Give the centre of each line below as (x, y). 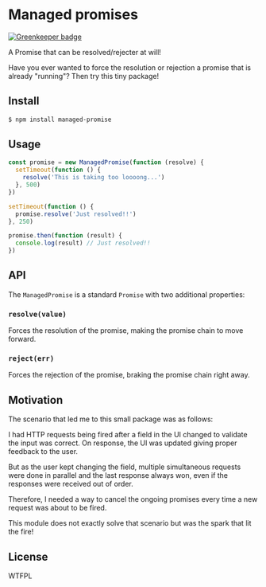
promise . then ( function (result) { (66, 236)
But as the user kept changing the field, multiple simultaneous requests (125, 467)
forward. (22, 339)
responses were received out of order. (71, 484)
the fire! (21, 532)
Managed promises (73, 15)
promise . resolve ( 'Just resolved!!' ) (76, 214)
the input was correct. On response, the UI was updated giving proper (123, 443)
